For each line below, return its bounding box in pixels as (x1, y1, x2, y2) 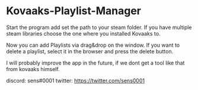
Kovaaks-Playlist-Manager (6, 4, 141, 18)
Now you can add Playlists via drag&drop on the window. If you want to (6, 41, 180, 49)
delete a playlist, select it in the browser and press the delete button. (6, 47, 174, 54)
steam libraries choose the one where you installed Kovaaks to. (6, 30, 161, 37)
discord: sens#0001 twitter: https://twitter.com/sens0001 (6, 77, 145, 84)
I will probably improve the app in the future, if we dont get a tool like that (6, 59, 185, 66)
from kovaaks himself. (6, 65, 60, 72)
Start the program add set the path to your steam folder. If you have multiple (6, 24, 192, 31)
